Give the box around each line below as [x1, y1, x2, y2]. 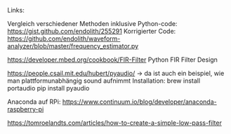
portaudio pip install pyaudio [7, 84, 90, 92]
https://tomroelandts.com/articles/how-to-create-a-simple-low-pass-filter [7, 119, 223, 127]
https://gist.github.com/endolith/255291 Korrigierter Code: [7, 27, 176, 35]
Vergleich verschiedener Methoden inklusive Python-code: [7, 20, 178, 27]
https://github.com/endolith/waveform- [7, 34, 121, 43]
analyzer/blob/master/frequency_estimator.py [7, 42, 139, 50]
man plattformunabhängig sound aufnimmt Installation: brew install [7, 76, 201, 85]
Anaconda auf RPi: [7, 98, 61, 106]
